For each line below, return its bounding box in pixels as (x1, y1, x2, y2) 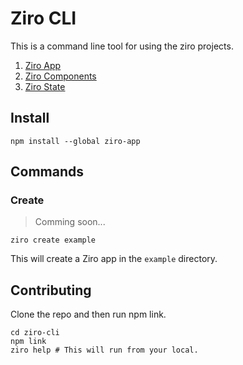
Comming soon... (34, 216, 106, 228)
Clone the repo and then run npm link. (10, 308, 167, 321)
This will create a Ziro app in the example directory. (10, 253, 218, 265)
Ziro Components (24, 70, 97, 82)
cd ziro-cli (10, 328, 60, 338)
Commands (10, 163, 85, 181)
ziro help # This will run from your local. (10, 345, 199, 356)
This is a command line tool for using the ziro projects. (10, 40, 234, 52)
